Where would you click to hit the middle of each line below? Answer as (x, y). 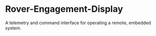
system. (13, 28)
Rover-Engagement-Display (64, 9)
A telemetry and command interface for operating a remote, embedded (78, 23)
